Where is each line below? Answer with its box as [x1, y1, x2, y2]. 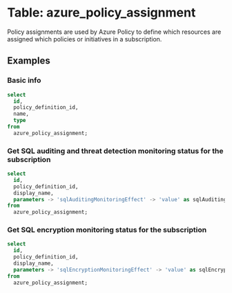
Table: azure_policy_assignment [7, 5, 196, 21]
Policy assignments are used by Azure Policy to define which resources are [7, 28, 222, 36]
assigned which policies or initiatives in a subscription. [7, 34, 162, 43]
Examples [7, 55, 50, 67]
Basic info [7, 76, 41, 85]
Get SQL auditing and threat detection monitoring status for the [7, 146, 224, 156]
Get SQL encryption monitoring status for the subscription [7, 225, 207, 235]
